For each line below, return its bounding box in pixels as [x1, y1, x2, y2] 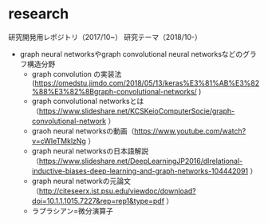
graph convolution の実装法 [31, 69, 122, 78]
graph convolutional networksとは [31, 96, 144, 106]
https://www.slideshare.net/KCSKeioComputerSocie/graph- [38, 106, 235, 116]
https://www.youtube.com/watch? [134, 125, 246, 136]
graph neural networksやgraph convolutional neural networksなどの [19, 49, 243, 58]
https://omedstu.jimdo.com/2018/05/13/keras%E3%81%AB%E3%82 [34, 78, 260, 88]
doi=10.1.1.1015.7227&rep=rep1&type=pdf [31, 196, 165, 205]
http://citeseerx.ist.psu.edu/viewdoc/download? [38, 185, 197, 196]
